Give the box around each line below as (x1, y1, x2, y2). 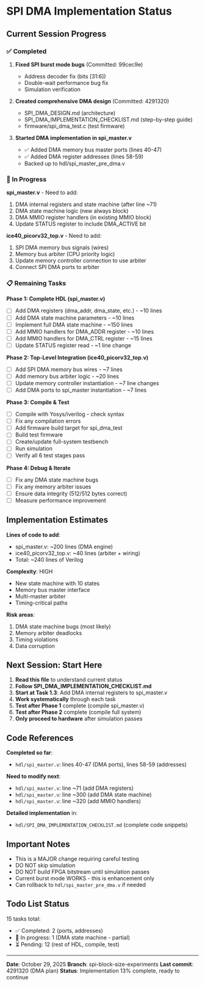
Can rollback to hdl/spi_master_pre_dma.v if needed (15, 881, 146, 889)
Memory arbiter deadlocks (15, 629, 82, 636)
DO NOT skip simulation (15, 862, 76, 869)
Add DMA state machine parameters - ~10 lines (15, 314, 135, 322)
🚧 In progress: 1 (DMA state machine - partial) (15, 933, 130, 941)
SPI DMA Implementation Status (6, 4, 172, 18)
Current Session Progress (6, 29, 107, 39)
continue (6, 973, 29, 980)
